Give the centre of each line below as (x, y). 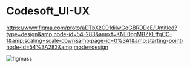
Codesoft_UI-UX (48, 11)
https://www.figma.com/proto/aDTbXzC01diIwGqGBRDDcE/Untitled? (92, 28)
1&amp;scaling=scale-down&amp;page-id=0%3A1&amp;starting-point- (95, 40)
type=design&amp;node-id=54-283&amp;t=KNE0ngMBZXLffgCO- (89, 34)
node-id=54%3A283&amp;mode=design (57, 47)
